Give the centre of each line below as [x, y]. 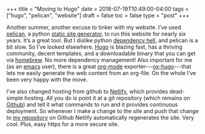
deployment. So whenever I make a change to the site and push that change [103, 111]
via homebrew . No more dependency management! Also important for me [99, 60]
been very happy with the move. [47, 80]
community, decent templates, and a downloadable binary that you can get [101, 53]
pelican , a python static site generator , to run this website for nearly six [96, 34]
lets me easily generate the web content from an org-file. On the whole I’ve [101, 73]
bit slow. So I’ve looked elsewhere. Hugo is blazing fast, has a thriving [95, 47]
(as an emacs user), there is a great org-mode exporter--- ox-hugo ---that [99, 66]
